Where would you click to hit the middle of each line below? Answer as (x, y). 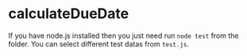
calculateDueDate (69, 14)
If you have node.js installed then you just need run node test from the (123, 35)
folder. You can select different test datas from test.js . (98, 43)
